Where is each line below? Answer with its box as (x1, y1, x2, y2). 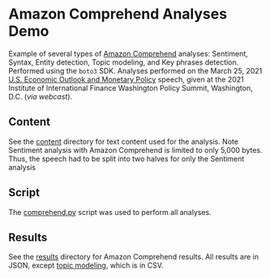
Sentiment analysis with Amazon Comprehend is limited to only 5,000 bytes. (8, 145, 263, 154)
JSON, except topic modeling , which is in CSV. (8, 260, 164, 271)
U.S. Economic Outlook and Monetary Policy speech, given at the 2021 (8, 74, 245, 84)
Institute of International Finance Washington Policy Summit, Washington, (8, 82, 253, 93)
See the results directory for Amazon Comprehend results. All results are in (8, 252, 259, 262)
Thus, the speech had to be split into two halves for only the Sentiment (8, 154, 245, 163)
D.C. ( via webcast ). (8, 91, 73, 101)
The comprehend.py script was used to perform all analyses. (8, 207, 212, 217)
